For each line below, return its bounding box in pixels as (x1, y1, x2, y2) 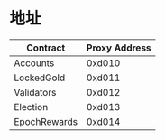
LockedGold (14, 71, 66, 84)
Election (14, 100, 49, 113)
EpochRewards (14, 115, 78, 127)
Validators (14, 86, 57, 98)
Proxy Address (86, 42, 151, 54)
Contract (26, 42, 66, 54)
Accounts (14, 56, 55, 69)
